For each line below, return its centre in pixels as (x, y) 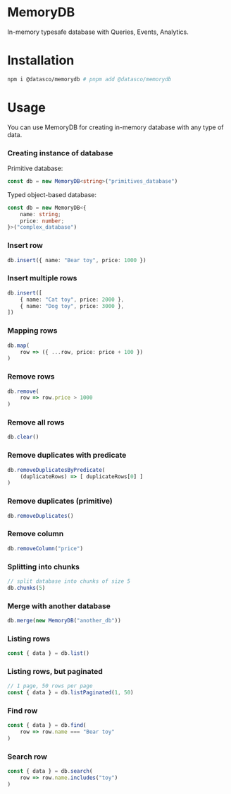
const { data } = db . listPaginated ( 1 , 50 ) (70, 693)
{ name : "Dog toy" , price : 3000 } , (72, 306)
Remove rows (31, 377)
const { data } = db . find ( (47, 725)
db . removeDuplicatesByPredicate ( (56, 470)
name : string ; (40, 214)
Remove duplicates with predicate (67, 455)
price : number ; (42, 221)
